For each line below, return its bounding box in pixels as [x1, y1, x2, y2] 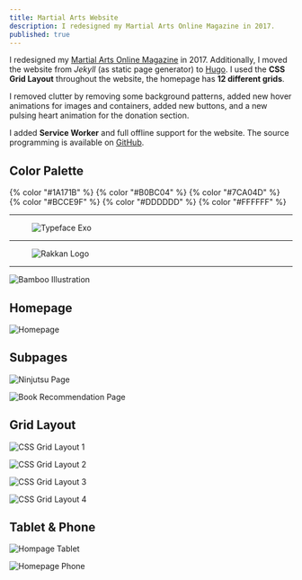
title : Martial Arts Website [9, 13, 119, 22]
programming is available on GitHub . [9, 137, 145, 148]
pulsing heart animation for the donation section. [9, 110, 190, 121]
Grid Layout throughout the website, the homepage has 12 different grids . [9, 74, 285, 85]
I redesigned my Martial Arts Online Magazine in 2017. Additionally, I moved [9, 55, 288, 66]
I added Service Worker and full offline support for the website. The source [9, 128, 289, 138]
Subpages [9, 350, 68, 365]
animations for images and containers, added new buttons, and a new [9, 101, 268, 112]
